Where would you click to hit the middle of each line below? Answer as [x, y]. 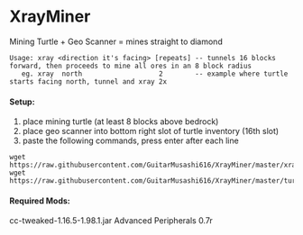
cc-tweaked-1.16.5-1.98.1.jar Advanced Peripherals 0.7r [111, 221]
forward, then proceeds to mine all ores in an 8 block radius [131, 66]
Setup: [22, 102]
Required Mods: [40, 201]
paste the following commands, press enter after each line [130, 140]
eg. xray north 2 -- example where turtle [155, 74]
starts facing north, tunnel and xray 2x [88, 81]
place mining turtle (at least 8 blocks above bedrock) [120, 122]
